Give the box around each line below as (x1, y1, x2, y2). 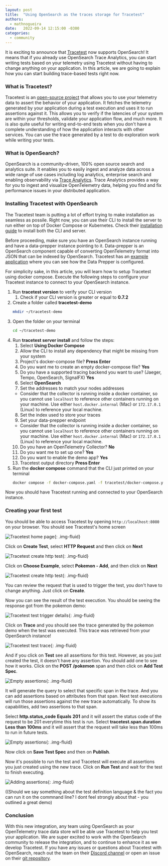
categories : (5, 31, 30, 36)
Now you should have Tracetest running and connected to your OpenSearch (5, 489, 163, 495)
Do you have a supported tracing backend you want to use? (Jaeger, (20, 369, 162, 375)
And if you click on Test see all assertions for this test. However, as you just (5, 652, 161, 658)
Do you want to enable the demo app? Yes (20, 454, 108, 460)
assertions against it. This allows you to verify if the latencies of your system (5, 110, 163, 116)
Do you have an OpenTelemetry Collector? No (20, 444, 115, 450)
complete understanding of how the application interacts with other (5, 127, 144, 133)
